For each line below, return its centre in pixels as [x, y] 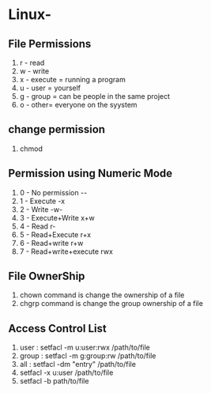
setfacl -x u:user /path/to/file [66, 372]
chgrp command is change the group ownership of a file [111, 304]
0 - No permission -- [53, 192]
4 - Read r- [38, 226]
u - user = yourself [50, 88]
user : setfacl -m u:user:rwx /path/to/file [85, 348]
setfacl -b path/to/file [54, 381]
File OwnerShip [47, 276]
